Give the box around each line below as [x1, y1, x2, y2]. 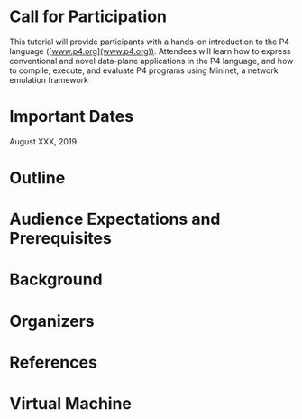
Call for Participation [9, 6, 168, 27]
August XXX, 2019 [9, 135, 78, 146]
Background [9, 269, 103, 290]
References [9, 352, 97, 372]
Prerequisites [9, 228, 113, 249]
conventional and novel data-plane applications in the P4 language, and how [9, 55, 294, 66]
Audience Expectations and [9, 209, 221, 229]
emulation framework [9, 74, 88, 85]
